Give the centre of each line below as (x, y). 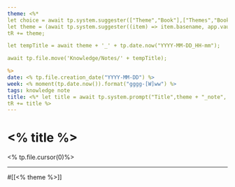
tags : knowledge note (39, 90)
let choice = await (36, 20)
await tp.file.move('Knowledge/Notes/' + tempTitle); (87, 59)
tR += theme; (26, 33)
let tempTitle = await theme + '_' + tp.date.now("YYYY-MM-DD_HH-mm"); (114, 46)
